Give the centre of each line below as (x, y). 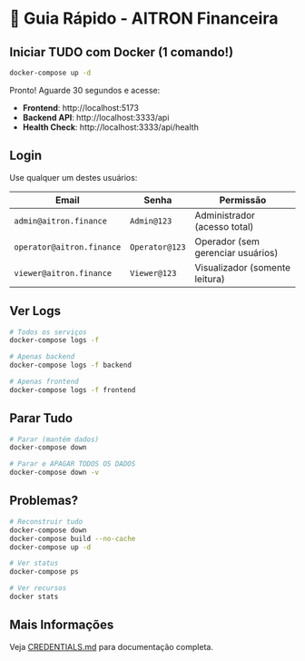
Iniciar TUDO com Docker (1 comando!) (122, 52)
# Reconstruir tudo (46, 521)
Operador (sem (227, 242)
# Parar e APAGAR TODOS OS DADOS (73, 464)
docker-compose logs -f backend (70, 365)
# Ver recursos (38, 588)
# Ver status (34, 563)
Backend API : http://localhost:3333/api (96, 117)
